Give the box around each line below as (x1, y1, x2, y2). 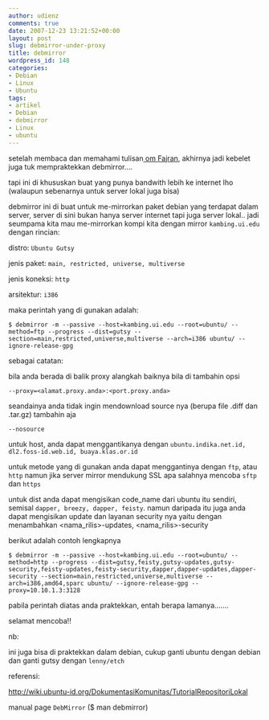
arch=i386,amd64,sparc (8, 579, 84, 587)
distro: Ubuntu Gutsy (8, 243, 75, 252)
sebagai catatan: (8, 355, 64, 366)
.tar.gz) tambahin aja (8, 409, 76, 419)
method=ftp (8, 327, 45, 336)
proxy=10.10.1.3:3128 (8, 586, 81, 595)
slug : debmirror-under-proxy (8, 42, 106, 50)
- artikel (8, 101, 42, 109)
